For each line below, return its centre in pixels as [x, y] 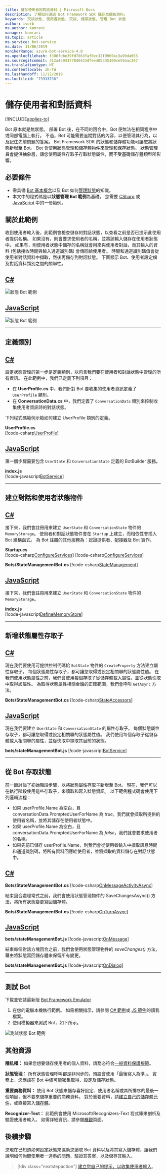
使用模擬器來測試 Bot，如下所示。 [47, 1023]
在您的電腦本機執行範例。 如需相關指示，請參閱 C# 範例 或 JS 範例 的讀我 [86, 1010]
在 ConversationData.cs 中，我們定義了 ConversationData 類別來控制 [83, 401]
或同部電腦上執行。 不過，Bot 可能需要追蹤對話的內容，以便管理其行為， [79, 135]
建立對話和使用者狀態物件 [44, 498]
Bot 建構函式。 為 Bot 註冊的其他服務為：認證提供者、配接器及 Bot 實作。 [80, 540]
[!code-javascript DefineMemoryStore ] [44, 614]
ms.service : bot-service [31, 42]
